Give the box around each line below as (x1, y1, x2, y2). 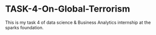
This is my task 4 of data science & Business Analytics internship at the (5, 19, 151, 25)
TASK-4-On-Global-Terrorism (5, 3, 130, 15)
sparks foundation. (5, 24, 44, 30)
